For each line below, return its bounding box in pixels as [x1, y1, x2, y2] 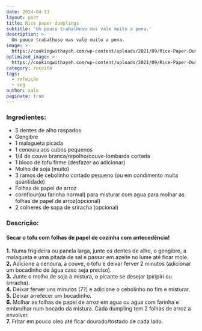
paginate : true [6, 93, 44, 99]
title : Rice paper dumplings [6, 20, 79, 26]
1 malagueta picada [14, 140, 63, 147]
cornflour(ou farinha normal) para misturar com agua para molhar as [14, 191, 185, 198]
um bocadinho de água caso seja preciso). [6, 266, 112, 274]
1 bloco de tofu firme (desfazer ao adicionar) [14, 159, 126, 166]
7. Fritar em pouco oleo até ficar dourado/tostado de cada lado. [6, 318, 164, 325]
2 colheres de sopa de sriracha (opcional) [14, 204, 119, 211]
